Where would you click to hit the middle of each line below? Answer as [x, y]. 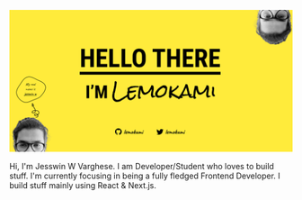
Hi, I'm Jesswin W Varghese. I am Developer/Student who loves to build [142, 166]
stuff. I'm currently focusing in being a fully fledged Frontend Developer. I [145, 176]
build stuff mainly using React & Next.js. [83, 185]
